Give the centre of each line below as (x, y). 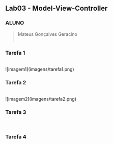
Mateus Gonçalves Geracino (47, 34)
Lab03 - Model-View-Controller (56, 8)
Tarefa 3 (16, 112)
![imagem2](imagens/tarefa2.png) (41, 99)
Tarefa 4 (16, 136)
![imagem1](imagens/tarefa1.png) (40, 69)
